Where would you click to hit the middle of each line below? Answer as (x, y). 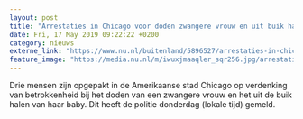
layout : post (34, 18)
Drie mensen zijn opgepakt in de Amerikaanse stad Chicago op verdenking (148, 85)
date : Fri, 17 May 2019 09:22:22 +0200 (84, 34)
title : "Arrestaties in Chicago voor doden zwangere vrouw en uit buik (147, 26)
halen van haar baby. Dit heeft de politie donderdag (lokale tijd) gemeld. (142, 104)
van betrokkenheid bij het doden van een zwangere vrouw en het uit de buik (151, 95)
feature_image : (38, 59)
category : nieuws (42, 43)
